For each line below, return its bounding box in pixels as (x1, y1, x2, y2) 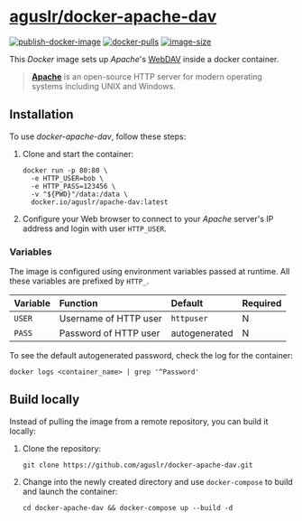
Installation (9, 107, 74, 123)
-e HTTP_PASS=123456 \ (31, 181, 116, 191)
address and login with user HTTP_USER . (22, 223, 167, 234)
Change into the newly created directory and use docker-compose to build (22, 476, 293, 487)
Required (242, 297, 282, 310)
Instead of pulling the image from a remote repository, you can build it (9, 415, 269, 426)
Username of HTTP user (59, 312, 162, 325)
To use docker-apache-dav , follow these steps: (9, 131, 187, 142)
